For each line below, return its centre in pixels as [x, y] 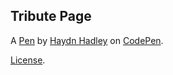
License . [28, 60]
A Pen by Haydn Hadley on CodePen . [87, 40]
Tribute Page [51, 16]
